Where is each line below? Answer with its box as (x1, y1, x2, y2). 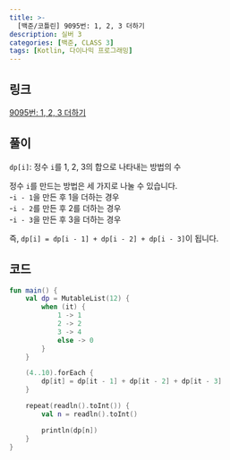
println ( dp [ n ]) (41, 426, 98, 435)
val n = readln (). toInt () (41, 409, 139, 419)
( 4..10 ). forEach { (25, 369, 94, 378)
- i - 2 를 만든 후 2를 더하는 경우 (9, 202, 122, 213)
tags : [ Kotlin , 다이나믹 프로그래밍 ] (9, 47, 133, 55)
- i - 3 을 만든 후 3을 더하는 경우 (9, 214, 122, 225)
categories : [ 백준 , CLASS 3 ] (9, 38, 115, 47)
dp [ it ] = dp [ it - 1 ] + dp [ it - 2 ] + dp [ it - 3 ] (41, 377, 222, 386)
